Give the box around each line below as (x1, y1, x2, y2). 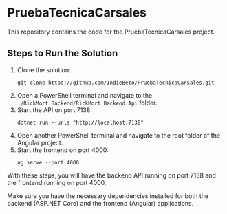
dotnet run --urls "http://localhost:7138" (17, 119, 144, 126)
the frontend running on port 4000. (7, 178, 107, 186)
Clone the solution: (17, 65, 71, 74)
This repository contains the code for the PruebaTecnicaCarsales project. (7, 28, 215, 36)
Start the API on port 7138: (17, 105, 93, 114)
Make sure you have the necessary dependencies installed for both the (7, 191, 208, 200)
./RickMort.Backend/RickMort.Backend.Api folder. (17, 98, 158, 107)
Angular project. (17, 138, 63, 147)
